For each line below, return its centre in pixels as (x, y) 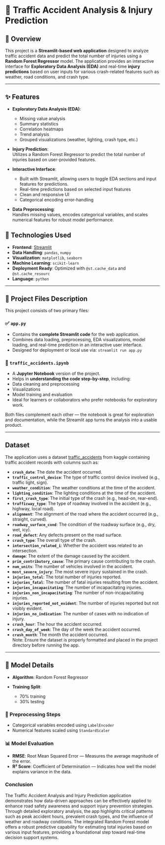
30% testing (32, 701)
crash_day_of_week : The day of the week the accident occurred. (77, 629)
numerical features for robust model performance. (63, 220)
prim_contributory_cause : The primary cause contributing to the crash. (84, 561)
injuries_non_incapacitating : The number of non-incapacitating (78, 593)
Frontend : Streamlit (32, 247)
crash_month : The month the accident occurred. (60, 635)
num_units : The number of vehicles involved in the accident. (73, 566)
